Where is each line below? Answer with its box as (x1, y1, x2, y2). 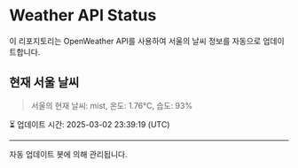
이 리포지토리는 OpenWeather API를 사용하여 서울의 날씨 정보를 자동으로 (9, 35, 262, 46)
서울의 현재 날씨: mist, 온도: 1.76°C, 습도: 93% (30, 100, 193, 111)
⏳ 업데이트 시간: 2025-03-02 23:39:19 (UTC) (9, 118, 170, 129)
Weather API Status (9, 5, 157, 26)
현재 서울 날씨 (9, 75, 80, 90)
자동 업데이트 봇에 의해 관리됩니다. (9, 149, 128, 159)
